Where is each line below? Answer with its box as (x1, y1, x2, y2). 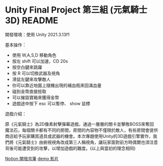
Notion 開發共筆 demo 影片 (5, 155, 59, 161)
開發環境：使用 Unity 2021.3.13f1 (5, 31, 70, 37)
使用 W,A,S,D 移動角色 (12, 52, 57, 58)
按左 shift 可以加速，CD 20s (12, 58, 68, 64)
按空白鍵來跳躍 (12, 64, 42, 70)
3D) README (5, 15, 59, 26)
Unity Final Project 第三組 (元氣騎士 (5, 4, 147, 15)
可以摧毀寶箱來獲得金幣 (12, 94, 59, 100)
